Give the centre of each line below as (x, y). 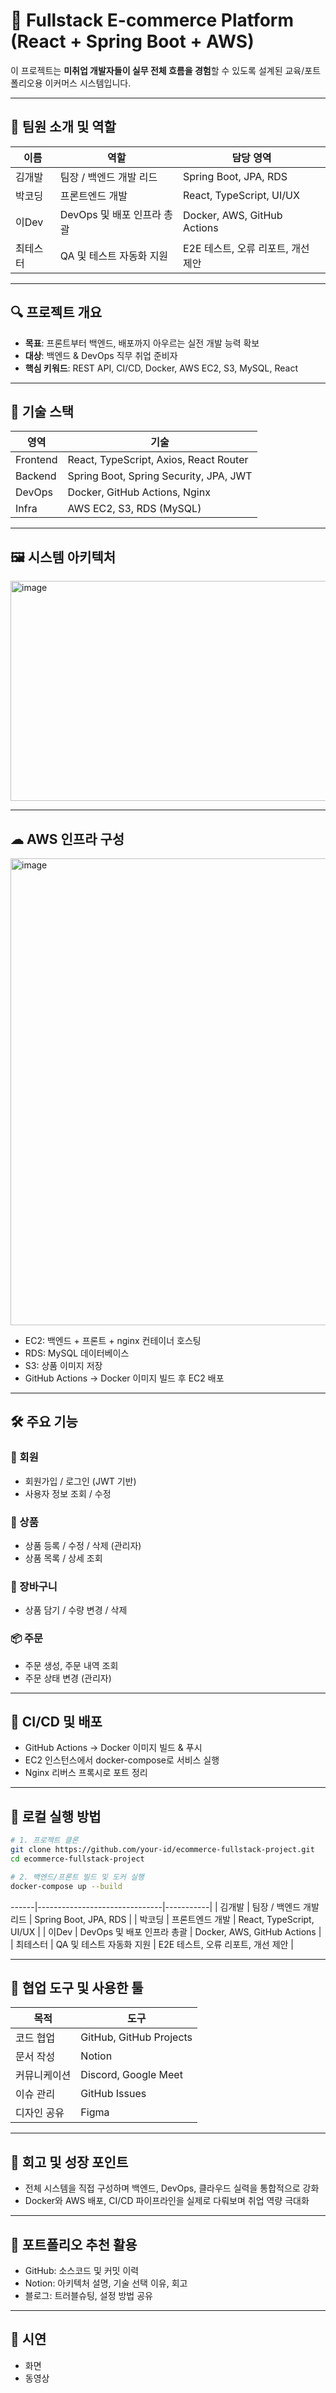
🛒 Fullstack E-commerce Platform (152, 20)
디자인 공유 (40, 2113)
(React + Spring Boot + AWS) (132, 41)
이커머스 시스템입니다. (88, 83)
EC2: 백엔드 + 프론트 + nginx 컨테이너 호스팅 (113, 1340)
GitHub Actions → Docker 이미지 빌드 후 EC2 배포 (124, 1378)
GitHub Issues (113, 2094)
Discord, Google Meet (131, 2075)
